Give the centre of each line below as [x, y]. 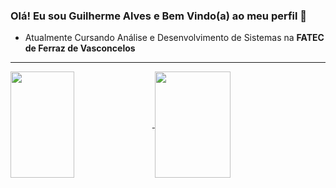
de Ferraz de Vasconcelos [80, 48]
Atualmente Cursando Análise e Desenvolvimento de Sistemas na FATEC [174, 38]
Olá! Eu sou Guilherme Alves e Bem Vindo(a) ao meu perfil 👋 [159, 16]
